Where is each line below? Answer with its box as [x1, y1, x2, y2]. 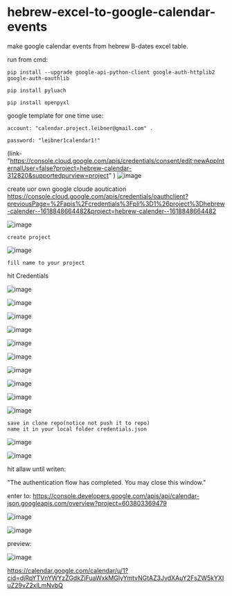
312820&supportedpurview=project [7, 171, 109, 179]
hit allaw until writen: [7, 465, 66, 473]
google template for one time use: [7, 111, 104, 119]
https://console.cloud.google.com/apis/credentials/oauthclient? [7, 192, 189, 200]
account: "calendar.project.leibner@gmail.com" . [7, 124, 154, 132]
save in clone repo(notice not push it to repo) [7, 420, 150, 427]
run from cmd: [7, 55, 48, 63]
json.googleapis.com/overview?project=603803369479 [7, 499, 168, 507]
